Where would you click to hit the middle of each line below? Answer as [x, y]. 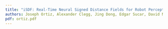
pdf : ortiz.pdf [21, 19]
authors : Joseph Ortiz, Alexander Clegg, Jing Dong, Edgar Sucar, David [82, 14]
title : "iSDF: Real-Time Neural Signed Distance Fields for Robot [76, 10]
